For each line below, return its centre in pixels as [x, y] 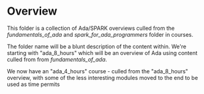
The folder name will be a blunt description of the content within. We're [96, 46]
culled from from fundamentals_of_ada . [57, 59]
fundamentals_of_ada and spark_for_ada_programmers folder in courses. [100, 34]
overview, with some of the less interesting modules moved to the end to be [103, 78]
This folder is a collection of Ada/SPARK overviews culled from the [91, 28]
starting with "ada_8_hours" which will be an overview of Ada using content [102, 52]
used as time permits [33, 84]
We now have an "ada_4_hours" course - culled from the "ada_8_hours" [98, 71]
